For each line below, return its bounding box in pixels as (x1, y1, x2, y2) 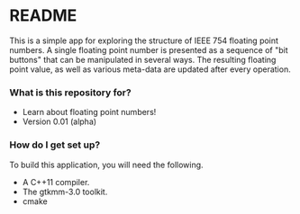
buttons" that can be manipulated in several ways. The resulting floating (9, 54, 277, 65)
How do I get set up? (9, 138, 101, 151)
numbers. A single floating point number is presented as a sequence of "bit (9, 44, 288, 55)
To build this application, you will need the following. (9, 159, 205, 170)
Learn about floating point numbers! (22, 107, 157, 118)
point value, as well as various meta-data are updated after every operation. (9, 64, 291, 75)
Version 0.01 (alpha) (22, 116, 97, 127)
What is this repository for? (9, 86, 132, 99)
